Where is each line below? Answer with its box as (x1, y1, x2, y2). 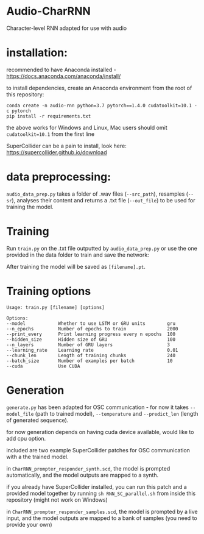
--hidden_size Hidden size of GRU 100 (6, 336, 175, 343)
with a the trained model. (6, 453, 69, 460)
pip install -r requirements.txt (6, 113, 91, 119)
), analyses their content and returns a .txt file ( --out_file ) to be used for (12, 196, 195, 204)
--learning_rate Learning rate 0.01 (6, 347, 178, 353)
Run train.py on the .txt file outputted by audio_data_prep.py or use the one (6, 244, 198, 252)
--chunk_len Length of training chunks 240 (6, 352, 175, 358)
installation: (6, 46, 68, 60)
